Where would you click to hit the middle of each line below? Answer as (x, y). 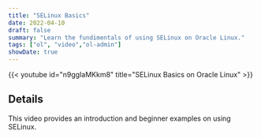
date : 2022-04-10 (37, 23)
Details (26, 99)
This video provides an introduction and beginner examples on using (119, 118)
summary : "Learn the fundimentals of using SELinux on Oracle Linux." (127, 37)
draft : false (30, 30)
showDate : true (33, 52)
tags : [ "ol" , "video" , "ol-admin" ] (65, 45)
